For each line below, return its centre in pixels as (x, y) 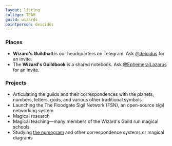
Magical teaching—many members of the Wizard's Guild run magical (85, 121)
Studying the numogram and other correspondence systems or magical (88, 132)
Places (14, 43)
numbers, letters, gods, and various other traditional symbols (77, 99)
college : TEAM (21, 15)
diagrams (23, 138)
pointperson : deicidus (30, 24)
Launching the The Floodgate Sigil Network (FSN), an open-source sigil (88, 105)
